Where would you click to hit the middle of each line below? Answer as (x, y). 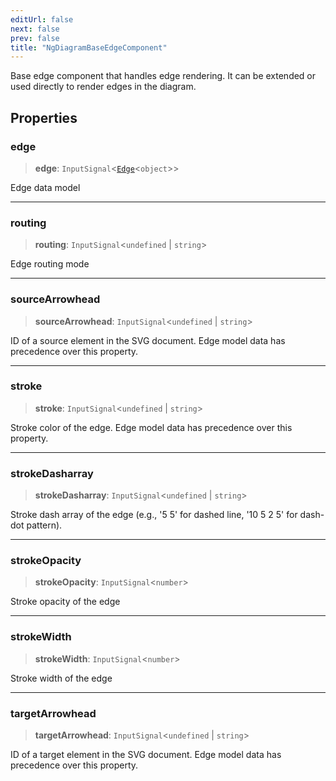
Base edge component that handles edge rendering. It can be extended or (163, 76)
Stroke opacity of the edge (65, 602)
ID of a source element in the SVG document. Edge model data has (148, 340)
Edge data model (45, 187)
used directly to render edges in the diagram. (103, 87)
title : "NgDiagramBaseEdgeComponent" (89, 47)
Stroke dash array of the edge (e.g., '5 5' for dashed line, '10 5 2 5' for (154, 515)
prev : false (35, 38)
